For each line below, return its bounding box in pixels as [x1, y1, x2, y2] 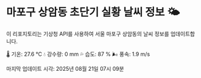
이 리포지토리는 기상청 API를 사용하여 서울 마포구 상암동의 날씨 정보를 [6, 30, 170, 37]
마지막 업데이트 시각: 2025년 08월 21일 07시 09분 [6, 65, 124, 72]
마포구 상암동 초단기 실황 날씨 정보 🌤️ [6, 5, 180, 19]
